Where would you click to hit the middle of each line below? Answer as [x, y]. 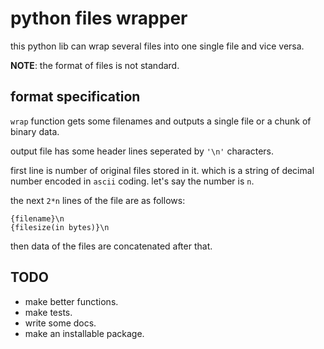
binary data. [35, 131]
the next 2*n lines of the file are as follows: [98, 200]
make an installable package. [84, 333]
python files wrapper [99, 18]
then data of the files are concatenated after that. [111, 246]
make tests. [48, 312]
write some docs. [60, 323]
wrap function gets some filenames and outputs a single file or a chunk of [161, 121]
